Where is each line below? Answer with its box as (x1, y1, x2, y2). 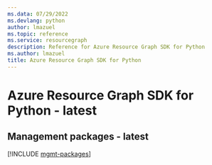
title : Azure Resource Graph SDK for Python (7, 57, 142, 64)
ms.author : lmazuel (7, 50, 65, 58)
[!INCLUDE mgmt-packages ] (7, 149, 91, 158)
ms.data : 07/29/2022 (7, 10, 69, 18)
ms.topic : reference (7, 30, 69, 38)
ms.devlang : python (7, 17, 65, 24)
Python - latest (7, 102, 97, 118)
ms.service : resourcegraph (7, 37, 88, 44)
